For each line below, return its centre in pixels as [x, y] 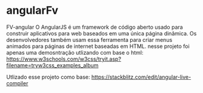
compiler [17, 83]
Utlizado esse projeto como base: [48, 77]
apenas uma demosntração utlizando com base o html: [75, 52]
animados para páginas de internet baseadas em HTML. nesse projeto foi [98, 46]
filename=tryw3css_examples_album [52, 65]
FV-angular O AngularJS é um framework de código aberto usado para [95, 27]
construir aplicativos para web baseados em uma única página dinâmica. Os [101, 33]
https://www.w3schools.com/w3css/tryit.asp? [64, 59]
